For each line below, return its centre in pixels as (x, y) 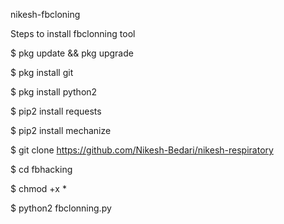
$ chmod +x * (38, 188)
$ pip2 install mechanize (61, 130)
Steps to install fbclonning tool (73, 33)
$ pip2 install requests (56, 111)
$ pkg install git (42, 72)
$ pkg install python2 (54, 92)
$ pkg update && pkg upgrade (72, 53)
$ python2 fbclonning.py (61, 208)
